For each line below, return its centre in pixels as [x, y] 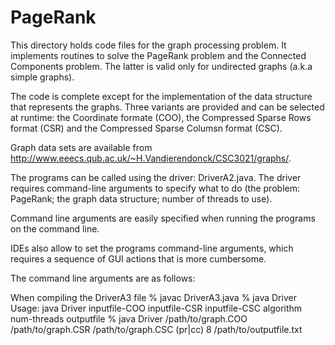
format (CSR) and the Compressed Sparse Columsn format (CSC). [146, 128]
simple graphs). [42, 77]
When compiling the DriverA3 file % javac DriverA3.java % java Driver [153, 297]
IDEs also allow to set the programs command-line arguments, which [152, 248]
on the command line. [55, 228]
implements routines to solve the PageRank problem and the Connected [158, 55]
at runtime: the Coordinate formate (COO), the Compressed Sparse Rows [161, 117]
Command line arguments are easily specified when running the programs [163, 218]
